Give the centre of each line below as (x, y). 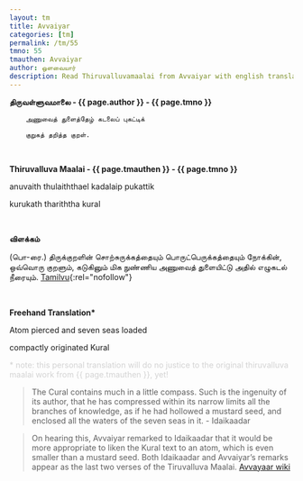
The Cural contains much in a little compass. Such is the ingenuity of (159, 392)
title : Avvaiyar (40, 26)
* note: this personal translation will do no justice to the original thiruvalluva (149, 365)
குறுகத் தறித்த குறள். (58, 135)
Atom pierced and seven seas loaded (78, 330)
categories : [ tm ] (42, 34)
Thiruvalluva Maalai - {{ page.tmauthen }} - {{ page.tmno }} (124, 168)
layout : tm (30, 18)
